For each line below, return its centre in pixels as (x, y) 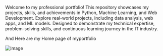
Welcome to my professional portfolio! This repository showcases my (77, 7)
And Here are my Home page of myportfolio (51, 38)
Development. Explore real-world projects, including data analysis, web (79, 18)
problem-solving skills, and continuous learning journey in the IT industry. (82, 29)
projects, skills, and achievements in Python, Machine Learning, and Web (81, 13)
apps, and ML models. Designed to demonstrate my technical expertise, (80, 23)
